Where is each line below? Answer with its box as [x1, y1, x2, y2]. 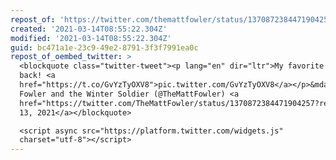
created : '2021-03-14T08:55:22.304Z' [10, 24, 168, 34]
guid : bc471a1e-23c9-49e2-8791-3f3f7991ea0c [10, 42, 199, 53]
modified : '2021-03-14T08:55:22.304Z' [10, 33, 172, 43]
